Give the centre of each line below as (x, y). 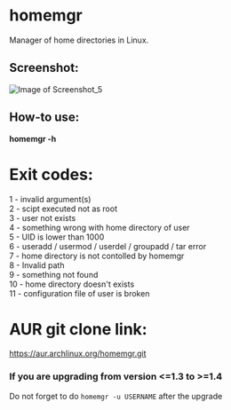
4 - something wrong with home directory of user (100, 227)
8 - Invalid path (37, 265)
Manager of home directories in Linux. (79, 40)
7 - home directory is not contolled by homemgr (97, 256)
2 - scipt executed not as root (64, 209)
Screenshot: (44, 68)
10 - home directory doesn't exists (72, 284)
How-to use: (44, 118)
